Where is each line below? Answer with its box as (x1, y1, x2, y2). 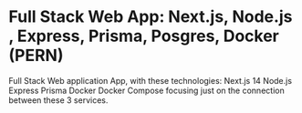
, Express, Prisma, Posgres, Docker (8, 26, 279, 46)
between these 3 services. (8, 94, 109, 106)
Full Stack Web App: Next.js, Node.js (8, 6, 293, 27)
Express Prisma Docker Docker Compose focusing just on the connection (8, 85, 285, 96)
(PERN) (8, 46, 64, 66)
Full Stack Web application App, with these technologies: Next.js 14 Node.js (8, 75, 293, 86)
